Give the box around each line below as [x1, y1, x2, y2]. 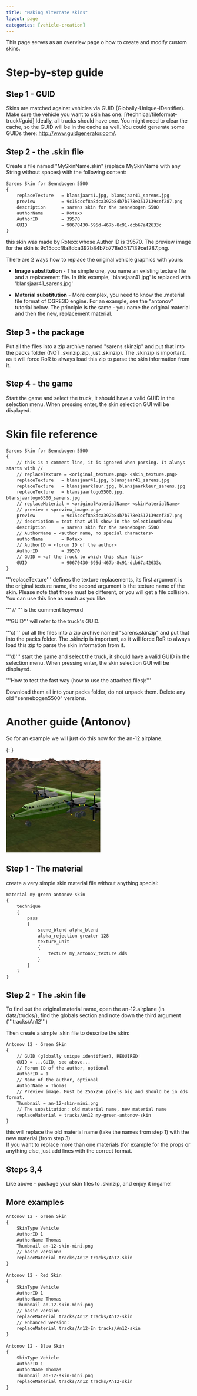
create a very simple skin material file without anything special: [6, 879, 159, 886]
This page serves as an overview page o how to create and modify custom [6, 39, 187, 46]
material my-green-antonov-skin [6, 892, 85, 897]
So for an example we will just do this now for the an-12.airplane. [6, 734, 163, 742]
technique [16, 903, 41, 909]
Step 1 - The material [6, 864, 84, 874]
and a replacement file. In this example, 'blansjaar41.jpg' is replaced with [14, 274, 191, 281]
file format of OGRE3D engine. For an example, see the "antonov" [14, 298, 173, 305]
